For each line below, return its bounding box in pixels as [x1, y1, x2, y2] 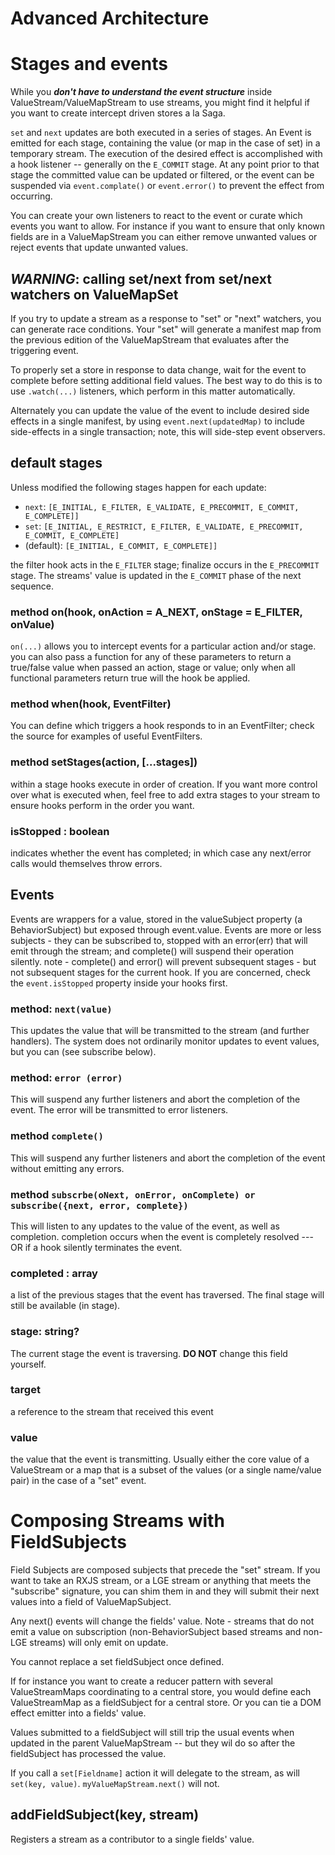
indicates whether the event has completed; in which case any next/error [10, 847, 312, 859]
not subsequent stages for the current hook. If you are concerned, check [10, 966, 312, 978]
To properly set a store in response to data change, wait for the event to [10, 363, 307, 376]
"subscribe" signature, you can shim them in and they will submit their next [10, 1585, 320, 1597]
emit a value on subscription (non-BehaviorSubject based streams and [10, 1626, 302, 1638]
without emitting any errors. [10, 1162, 125, 1174]
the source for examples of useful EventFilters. [10, 730, 203, 742]
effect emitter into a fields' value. [10, 1707, 147, 1719]
